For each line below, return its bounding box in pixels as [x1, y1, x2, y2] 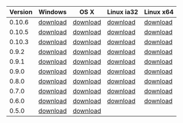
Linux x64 [144, 8, 174, 16]
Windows [38, 8, 67, 16]
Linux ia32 [107, 8, 138, 16]
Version [9, 8, 33, 16]
